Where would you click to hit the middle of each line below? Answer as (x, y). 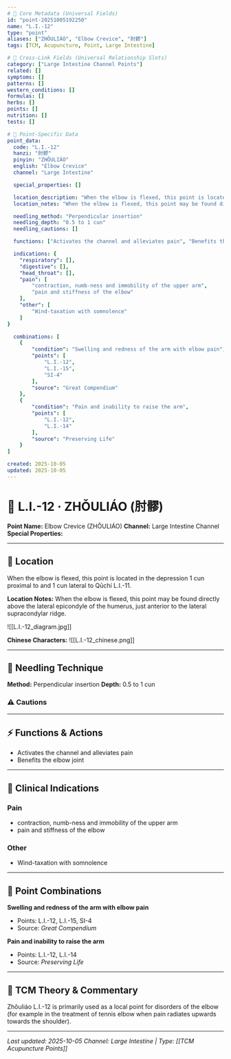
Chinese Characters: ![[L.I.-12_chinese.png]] (71, 640)
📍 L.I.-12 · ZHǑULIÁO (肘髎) (85, 506)
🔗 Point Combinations (54, 891)
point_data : (24, 141)
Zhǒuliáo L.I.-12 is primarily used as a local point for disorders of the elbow (113, 1007)
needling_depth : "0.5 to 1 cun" (60, 223)
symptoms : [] (26, 77)
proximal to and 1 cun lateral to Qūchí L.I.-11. (69, 585)
